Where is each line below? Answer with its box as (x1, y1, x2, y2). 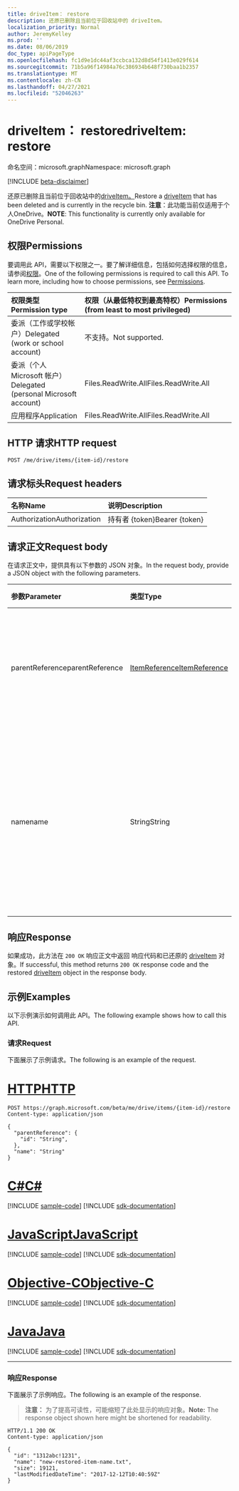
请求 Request (7, 1038, 52, 1048)
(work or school (11, 338, 64, 348)
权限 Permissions (7, 240, 83, 252)
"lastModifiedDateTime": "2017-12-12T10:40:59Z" (14, 1471, 161, 1478)
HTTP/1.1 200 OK (7, 1428, 55, 1435)
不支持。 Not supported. (84, 332, 164, 342)
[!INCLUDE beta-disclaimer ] (7, 177, 89, 186)
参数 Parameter (11, 592, 62, 602)
